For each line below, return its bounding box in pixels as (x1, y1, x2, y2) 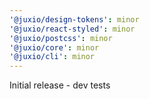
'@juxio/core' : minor (9, 42, 100, 53)
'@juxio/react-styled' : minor (9, 24, 136, 34)
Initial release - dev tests (9, 79, 111, 91)
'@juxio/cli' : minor (9, 52, 96, 62)
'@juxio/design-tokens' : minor (9, 14, 140, 25)
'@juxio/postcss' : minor (9, 33, 113, 43)
